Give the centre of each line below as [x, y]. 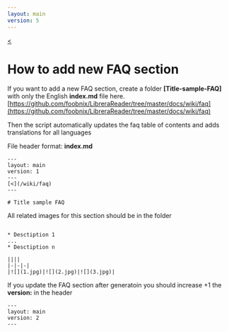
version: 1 [23, 172]
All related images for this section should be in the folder [89, 216]
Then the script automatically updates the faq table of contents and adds [113, 125]
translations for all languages [49, 132]
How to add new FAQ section [93, 69]
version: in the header [40, 293]
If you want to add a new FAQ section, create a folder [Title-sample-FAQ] [114, 88]
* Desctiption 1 [31, 235]
